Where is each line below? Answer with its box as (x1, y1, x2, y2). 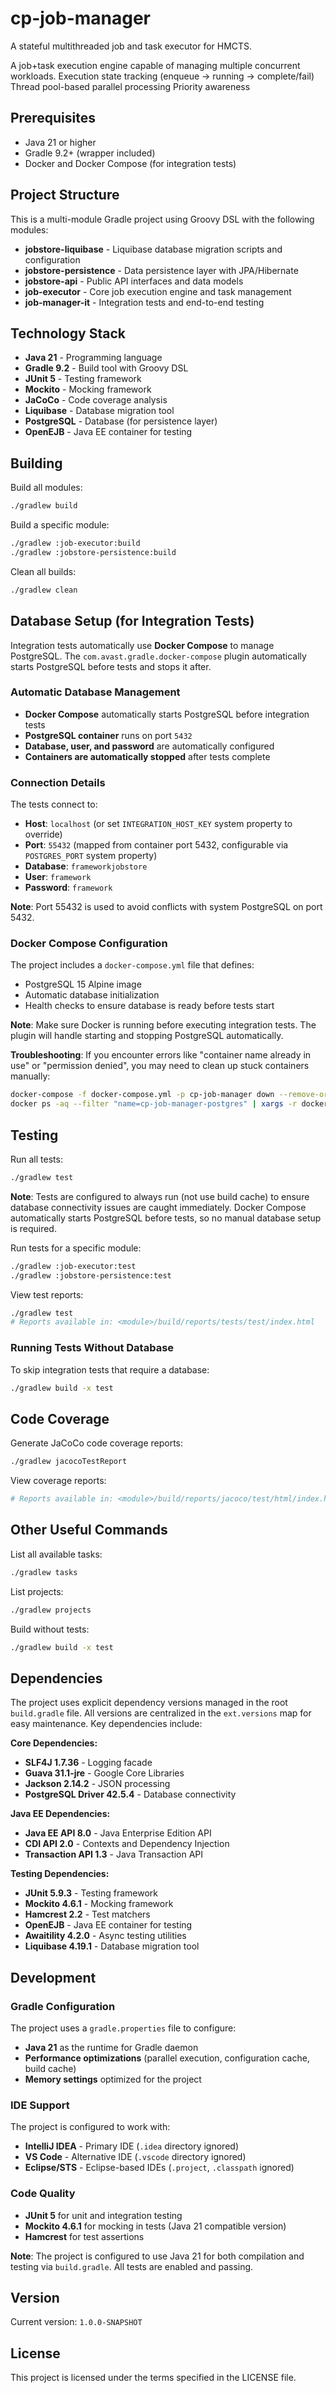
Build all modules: (10, 482, 83, 494)
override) (24, 828, 63, 841)
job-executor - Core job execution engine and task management (24, 285, 292, 297)
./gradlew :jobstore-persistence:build (10, 547, 177, 557)
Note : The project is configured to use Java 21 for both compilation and (10, 2250, 305, 2262)
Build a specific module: (10, 519, 110, 531)
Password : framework (24, 882, 113, 894)
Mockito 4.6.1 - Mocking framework (24, 1898, 174, 1910)
